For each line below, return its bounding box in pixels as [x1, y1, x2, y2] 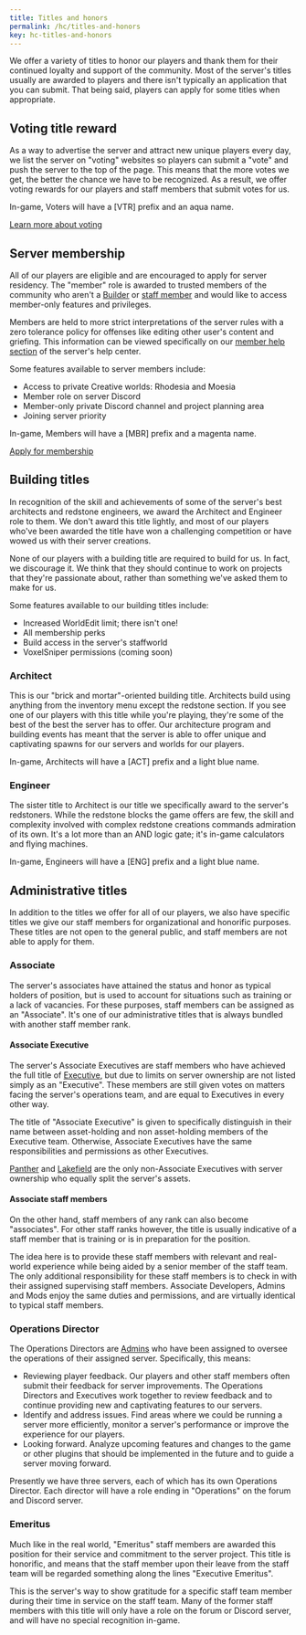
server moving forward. [22, 1458, 111, 1469]
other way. [9, 1098, 50, 1110]
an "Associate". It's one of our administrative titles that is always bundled [9, 1008, 283, 1019]
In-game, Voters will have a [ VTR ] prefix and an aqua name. [9, 202, 235, 213]
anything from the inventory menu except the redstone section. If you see [9, 700, 287, 711]
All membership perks [22, 627, 106, 638]
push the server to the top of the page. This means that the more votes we [9, 164, 290, 175]
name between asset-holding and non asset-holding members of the [9, 1125, 269, 1137]
